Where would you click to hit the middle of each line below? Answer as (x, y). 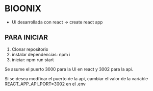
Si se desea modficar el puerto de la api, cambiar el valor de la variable (76, 78)
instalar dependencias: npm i (41, 54)
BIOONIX (23, 9)
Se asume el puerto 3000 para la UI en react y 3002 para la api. (69, 69)
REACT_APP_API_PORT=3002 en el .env (45, 84)
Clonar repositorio (30, 49)
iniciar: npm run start (33, 60)
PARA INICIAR (26, 37)
